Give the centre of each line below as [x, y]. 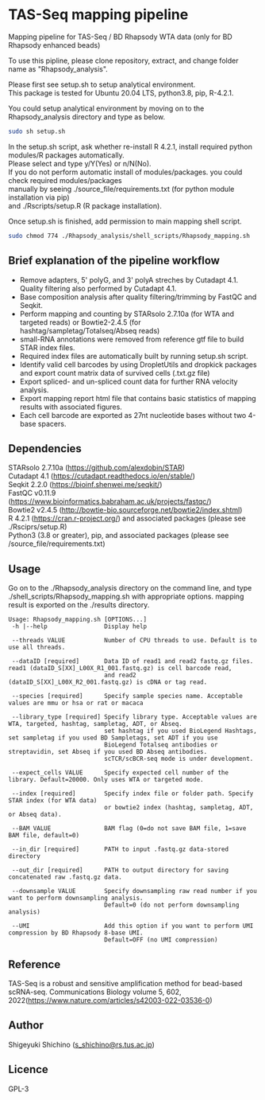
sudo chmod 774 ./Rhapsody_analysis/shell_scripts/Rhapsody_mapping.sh [129, 236]
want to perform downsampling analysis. [76, 898]
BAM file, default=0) [44, 836]
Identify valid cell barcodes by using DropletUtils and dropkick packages [138, 365]
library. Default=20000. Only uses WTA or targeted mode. [106, 780]
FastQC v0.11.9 [32, 493]
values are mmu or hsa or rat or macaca [76, 703]
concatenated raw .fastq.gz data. [65, 877]
